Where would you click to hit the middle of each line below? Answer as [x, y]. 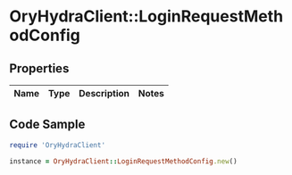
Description [104, 93]
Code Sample [47, 125]
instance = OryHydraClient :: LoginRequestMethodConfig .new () [124, 161]
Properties [39, 68]
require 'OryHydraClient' [57, 145]
